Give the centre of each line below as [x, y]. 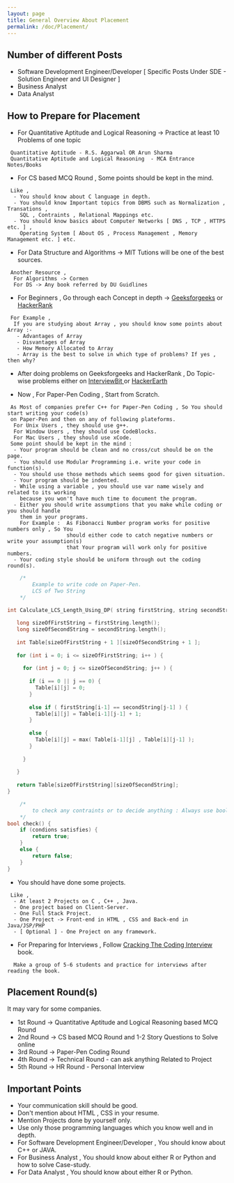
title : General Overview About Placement [68, 20]
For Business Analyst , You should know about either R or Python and [117, 1157]
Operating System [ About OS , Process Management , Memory [109, 234]
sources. [30, 260]
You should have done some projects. [71, 882]
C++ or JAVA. [37, 1150]
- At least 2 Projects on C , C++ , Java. [76, 901]
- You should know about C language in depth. [82, 197]
